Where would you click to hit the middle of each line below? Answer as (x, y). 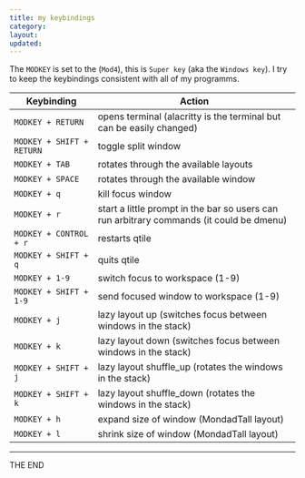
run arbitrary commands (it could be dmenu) (192, 220)
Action (195, 101)
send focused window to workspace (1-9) (188, 297)
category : (28, 26)
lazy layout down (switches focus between (188, 341)
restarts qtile (124, 239)
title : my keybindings (52, 18)
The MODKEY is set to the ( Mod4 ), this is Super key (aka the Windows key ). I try (148, 69)
